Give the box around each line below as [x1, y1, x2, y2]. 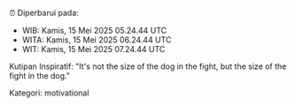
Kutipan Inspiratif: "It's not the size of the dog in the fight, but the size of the [9, 61, 287, 72]
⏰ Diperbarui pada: [9, 8, 80, 18]
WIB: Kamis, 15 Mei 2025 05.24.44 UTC [21, 26, 167, 35]
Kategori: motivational [9, 88, 89, 98]
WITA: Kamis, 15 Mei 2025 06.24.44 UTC [21, 34, 172, 45]
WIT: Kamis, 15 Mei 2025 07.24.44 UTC [21, 44, 166, 54]
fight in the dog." [9, 71, 71, 80]
